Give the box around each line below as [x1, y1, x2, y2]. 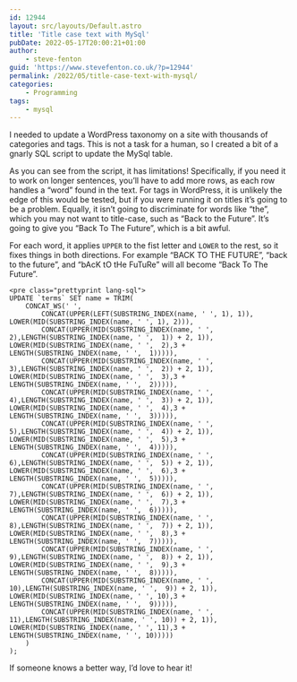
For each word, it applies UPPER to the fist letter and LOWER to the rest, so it [9, 240, 279, 251]
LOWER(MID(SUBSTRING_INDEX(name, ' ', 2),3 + [9, 341, 186, 350]
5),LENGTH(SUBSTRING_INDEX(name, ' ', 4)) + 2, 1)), [9, 427, 215, 436]
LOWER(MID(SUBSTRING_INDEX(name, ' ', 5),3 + [9, 436, 186, 445]
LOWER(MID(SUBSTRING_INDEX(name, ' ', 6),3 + [9, 467, 186, 476]
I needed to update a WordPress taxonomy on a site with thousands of [9, 129, 268, 140]
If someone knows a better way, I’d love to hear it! [9, 662, 192, 673]
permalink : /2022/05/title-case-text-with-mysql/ [9, 72, 199, 81]
